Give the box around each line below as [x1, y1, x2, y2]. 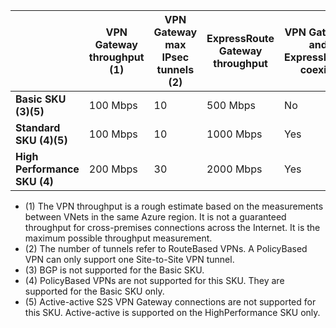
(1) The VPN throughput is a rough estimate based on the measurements [24, 200, 324, 212]
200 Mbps [88, 162, 138, 176]
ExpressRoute [206, 32, 275, 45]
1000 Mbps [206, 127, 263, 141]
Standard [15, 121, 61, 134]
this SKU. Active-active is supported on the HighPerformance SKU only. [24, 307, 321, 318]
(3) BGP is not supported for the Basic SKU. [24, 264, 205, 276]
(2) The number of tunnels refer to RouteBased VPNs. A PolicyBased [24, 243, 308, 254]
